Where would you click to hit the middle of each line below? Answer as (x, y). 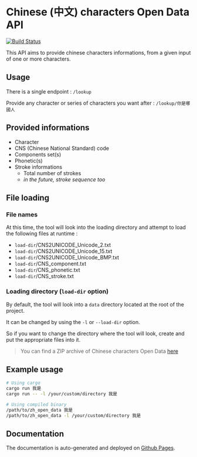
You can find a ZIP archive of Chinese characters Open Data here (99, 351)
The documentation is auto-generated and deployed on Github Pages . (91, 448)
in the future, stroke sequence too (64, 179)
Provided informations (48, 128)
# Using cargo (23, 383)
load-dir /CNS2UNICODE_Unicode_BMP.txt (67, 258)
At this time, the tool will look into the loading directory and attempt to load (96, 228)
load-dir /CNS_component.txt (50, 264)
